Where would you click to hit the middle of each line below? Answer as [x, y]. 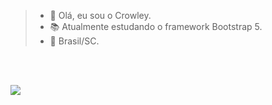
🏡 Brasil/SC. [74, 41]
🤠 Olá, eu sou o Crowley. [100, 15]
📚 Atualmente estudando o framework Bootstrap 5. [156, 26]
